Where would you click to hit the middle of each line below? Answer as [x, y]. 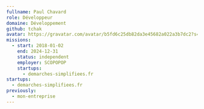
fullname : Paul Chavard [36, 12]
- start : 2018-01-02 [38, 46]
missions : [19, 40]
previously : [21, 91]
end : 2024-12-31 [38, 51]
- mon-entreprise [34, 96]
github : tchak [24, 29]
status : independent [43, 57]
